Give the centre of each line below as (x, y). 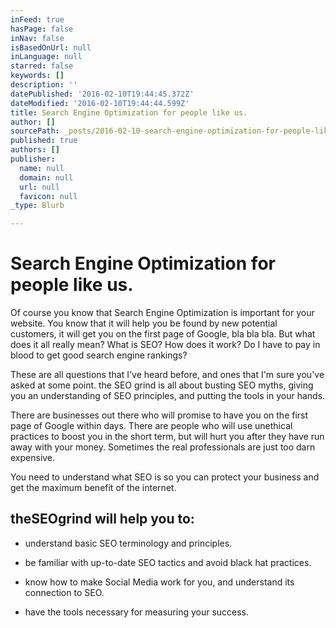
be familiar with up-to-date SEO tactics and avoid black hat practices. (168, 562)
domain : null (46, 177)
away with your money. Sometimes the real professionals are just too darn (163, 447)
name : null (42, 168)
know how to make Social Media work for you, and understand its (159, 582)
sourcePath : (35, 131)
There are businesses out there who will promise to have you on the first (159, 415)
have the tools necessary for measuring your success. (137, 612)
